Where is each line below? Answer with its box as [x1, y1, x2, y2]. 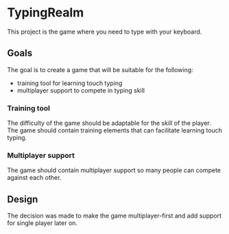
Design [7, 194, 38, 205]
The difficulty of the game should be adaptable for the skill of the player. [7, 119, 211, 128]
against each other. [7, 174, 62, 182]
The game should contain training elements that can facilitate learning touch [7, 126, 223, 134]
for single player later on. [7, 219, 77, 227]
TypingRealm [7, 5, 84, 21]
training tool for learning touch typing [16, 79, 123, 87]
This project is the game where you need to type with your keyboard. [7, 27, 202, 36]
